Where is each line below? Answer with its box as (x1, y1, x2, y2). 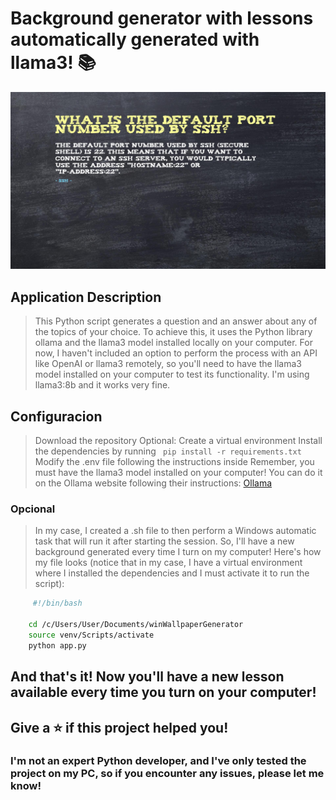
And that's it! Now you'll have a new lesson (10, 668, 285, 686)
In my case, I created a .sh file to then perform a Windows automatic (34, 525, 317, 537)
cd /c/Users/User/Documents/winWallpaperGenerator (28, 620, 244, 630)
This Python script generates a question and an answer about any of (34, 315, 318, 327)
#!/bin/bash (32, 598, 83, 609)
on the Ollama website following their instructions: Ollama (34, 477, 273, 489)
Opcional (10, 502, 56, 516)
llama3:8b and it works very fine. (34, 379, 171, 391)
